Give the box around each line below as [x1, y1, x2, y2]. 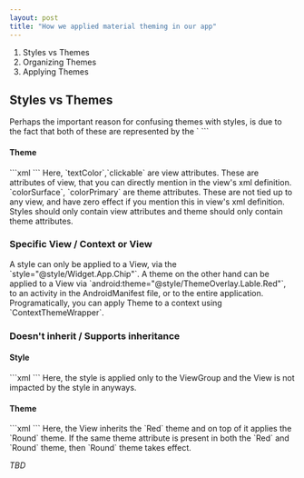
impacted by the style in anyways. [9, 382, 137, 393]
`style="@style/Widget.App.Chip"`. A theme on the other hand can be [9, 268, 270, 279]
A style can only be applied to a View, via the [9, 258, 177, 269]
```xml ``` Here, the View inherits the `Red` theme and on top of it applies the [9, 423, 292, 434]
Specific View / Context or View [9, 238, 152, 251]
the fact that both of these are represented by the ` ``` [9, 126, 210, 137]
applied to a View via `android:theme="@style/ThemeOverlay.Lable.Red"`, [9, 278, 287, 289]
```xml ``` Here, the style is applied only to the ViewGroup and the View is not [9, 372, 295, 383]
